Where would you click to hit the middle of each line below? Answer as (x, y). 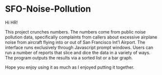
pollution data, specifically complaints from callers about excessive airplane (81, 37)
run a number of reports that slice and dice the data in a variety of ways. (78, 53)
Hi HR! (11, 22)
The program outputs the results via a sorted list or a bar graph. (69, 57)
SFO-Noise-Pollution (48, 9)
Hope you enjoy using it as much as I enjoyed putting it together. (70, 67)
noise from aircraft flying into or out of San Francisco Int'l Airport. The (75, 42)
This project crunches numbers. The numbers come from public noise (75, 32)
